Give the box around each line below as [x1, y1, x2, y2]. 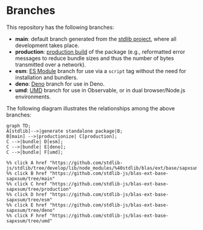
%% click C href [6, 180, 47, 187]
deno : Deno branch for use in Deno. [14, 80, 105, 88]
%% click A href [6, 159, 47, 166]
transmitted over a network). [14, 61, 86, 68]
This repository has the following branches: [6, 24, 115, 31]
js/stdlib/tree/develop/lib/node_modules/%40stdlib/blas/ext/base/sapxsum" [6, 165, 201, 171]
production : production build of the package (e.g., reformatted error [14, 48, 185, 55]
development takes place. [14, 42, 80, 49]
